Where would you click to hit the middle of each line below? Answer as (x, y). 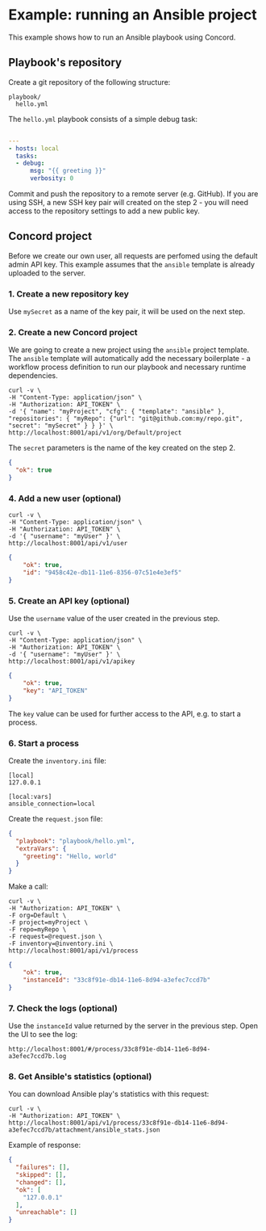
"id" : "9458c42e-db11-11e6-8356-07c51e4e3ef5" (102, 573)
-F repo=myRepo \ (37, 930)
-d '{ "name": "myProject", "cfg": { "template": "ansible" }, (117, 412)
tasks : (27, 156)
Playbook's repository (65, 63)
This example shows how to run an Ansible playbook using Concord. (122, 37)
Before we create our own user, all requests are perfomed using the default (133, 255)
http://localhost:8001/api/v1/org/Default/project (95, 433)
